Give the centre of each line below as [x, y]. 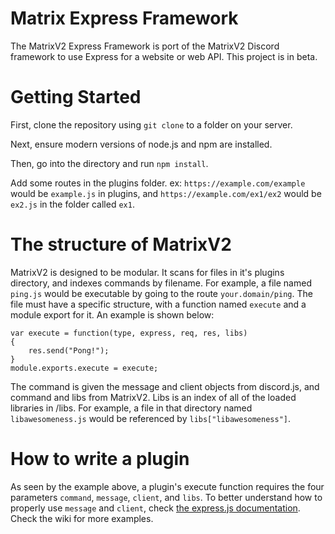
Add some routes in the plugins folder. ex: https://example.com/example [158, 183]
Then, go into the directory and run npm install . [109, 163]
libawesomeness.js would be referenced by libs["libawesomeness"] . [151, 418]
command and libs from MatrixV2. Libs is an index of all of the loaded [153, 397]
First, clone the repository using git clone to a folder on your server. [151, 124]
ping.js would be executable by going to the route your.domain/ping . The [161, 293]
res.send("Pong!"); [69, 350]
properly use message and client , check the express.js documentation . [155, 508]
